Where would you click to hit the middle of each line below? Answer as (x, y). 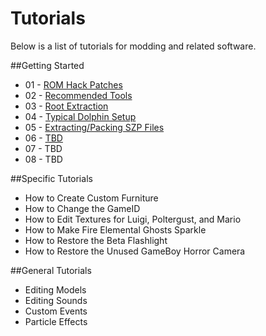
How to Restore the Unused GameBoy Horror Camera (135, 251)
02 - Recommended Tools (78, 95)
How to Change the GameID (82, 208)
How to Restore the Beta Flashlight (96, 240)
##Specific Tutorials (51, 178)
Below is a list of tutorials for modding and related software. (133, 46)
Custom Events (56, 311)
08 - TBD (43, 159)
